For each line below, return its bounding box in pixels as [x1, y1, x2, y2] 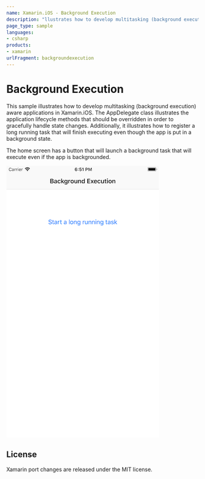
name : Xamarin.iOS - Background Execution [6, 10, 116, 16]
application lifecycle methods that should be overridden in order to [6, 115, 174, 122]
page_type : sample [6, 23, 53, 29]
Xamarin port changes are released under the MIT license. [6, 466, 153, 473]
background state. [6, 135, 52, 142]
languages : [6, 29, 34, 35]
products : [6, 42, 32, 48]
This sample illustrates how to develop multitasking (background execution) [6, 102, 196, 110]
